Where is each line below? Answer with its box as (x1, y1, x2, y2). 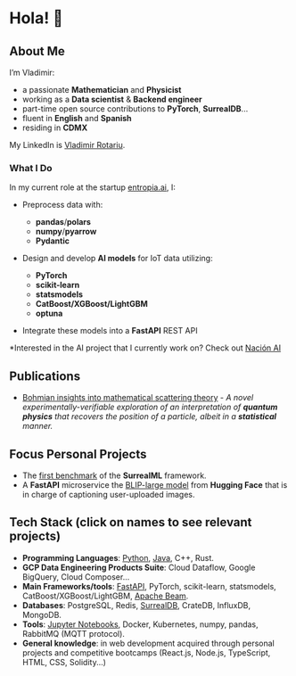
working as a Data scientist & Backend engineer (21, 94, 202, 104)
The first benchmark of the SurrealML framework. (21, 470, 207, 481)
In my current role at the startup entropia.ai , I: (9, 182, 176, 193)
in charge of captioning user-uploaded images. (21, 489, 195, 499)
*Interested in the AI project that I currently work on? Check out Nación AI (9, 342, 282, 353)
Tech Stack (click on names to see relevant (9, 515, 252, 530)
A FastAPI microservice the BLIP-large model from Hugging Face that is (21, 479, 288, 490)
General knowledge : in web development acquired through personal (21, 638, 275, 648)
